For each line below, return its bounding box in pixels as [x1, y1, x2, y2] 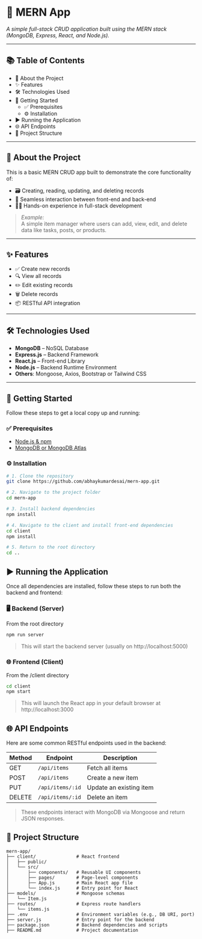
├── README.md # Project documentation [6, 927, 138, 933]
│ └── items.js [6, 906, 50, 912]
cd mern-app [6, 495, 36, 501]
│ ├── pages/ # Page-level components [6, 875, 138, 881]
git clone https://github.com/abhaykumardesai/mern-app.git [6, 478, 161, 485]
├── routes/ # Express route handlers [6, 901, 141, 907]
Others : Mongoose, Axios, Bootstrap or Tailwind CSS [14, 370, 147, 378]
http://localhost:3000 [20, 706, 74, 713]
